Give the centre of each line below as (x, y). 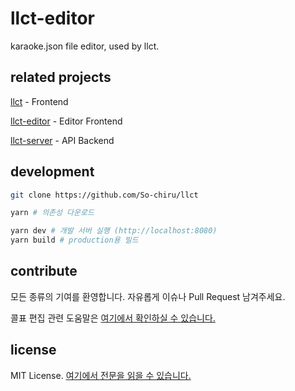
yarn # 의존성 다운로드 (52, 213)
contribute (44, 271)
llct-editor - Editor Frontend (66, 121)
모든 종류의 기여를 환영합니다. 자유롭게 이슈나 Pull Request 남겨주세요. (148, 296)
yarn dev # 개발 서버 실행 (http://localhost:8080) (114, 231)
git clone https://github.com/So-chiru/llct (104, 195)
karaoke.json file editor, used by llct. (85, 46)
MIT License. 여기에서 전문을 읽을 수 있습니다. (101, 375)
